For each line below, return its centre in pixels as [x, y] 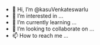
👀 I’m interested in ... [38, 16]
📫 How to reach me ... [40, 36]
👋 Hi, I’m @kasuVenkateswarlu [50, 9]
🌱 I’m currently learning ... [44, 22]
